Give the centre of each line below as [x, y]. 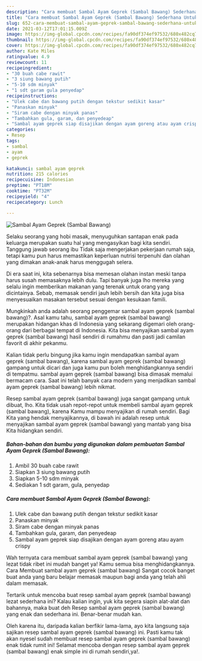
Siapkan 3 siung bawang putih [52, 472]
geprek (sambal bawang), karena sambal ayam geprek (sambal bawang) [96, 361]
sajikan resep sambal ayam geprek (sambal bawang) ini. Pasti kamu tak [95, 632]
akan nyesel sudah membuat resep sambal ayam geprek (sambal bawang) [98, 639]
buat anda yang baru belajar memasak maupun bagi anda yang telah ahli [96, 577]
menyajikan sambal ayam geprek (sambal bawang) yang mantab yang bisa [99, 424]
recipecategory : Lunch [35, 202]
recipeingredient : [29, 68]
